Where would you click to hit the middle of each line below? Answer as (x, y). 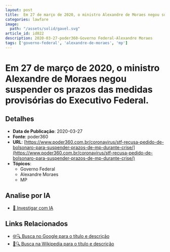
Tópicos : (22, 163)
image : (12, 24)
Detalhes (20, 119)
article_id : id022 (25, 33)
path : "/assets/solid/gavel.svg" (45, 29)
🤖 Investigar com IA (33, 208)
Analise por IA (28, 196)
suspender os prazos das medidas (79, 89)
